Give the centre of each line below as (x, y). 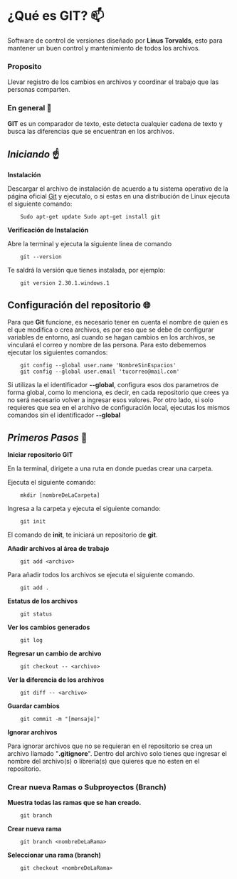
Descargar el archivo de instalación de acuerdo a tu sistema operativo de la (118, 189)
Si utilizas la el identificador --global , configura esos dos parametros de (113, 385)
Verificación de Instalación (48, 230)
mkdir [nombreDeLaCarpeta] (60, 495)
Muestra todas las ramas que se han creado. (74, 803)
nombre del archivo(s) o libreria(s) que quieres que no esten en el (104, 761)
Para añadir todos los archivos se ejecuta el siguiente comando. (101, 574)
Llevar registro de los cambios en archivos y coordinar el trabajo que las (113, 82)
